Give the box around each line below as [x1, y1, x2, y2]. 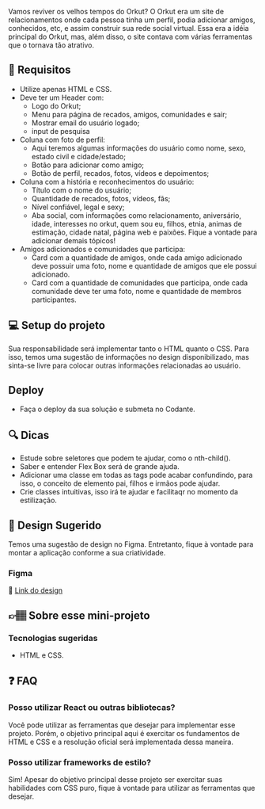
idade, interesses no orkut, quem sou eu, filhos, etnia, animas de [31, 219, 243, 228]
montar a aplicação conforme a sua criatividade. [8, 548, 166, 558]
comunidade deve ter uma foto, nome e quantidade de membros [31, 286, 242, 296]
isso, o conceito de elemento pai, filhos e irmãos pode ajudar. [19, 479, 221, 488]
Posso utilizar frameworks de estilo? [8, 757, 152, 768]
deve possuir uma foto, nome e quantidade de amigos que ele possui [31, 261, 257, 270]
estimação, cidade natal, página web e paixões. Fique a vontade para [31, 227, 258, 237]
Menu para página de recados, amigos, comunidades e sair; [31, 109, 228, 119]
